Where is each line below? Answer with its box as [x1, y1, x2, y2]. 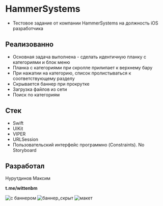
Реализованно [5, 40, 54, 49]
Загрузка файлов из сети [12, 86, 67, 92]
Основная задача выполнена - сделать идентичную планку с [12, 54, 147, 60]
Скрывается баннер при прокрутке [12, 81, 90, 87]
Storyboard [12, 147, 37, 153]
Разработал [5, 162, 45, 170]
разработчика [12, 25, 43, 31]
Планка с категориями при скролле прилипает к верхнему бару [12, 64, 153, 70]
